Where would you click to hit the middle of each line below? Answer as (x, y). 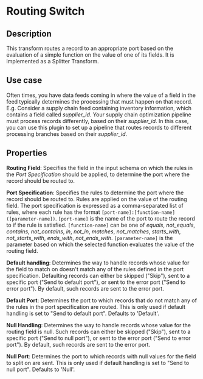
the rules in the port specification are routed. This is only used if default (96, 306)
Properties (27, 153)
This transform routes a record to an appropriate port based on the (90, 48)
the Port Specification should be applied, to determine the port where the (98, 174)
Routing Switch (46, 11)
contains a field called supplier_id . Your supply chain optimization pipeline (99, 115)
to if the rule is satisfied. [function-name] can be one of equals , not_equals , (101, 225)
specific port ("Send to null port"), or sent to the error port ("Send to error (98, 338)
